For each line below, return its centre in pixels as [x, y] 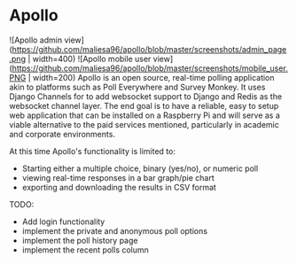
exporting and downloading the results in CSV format [119, 187]
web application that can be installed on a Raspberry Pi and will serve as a [145, 115]
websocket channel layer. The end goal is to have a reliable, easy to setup [144, 105]
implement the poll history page [80, 240]
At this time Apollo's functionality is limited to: [92, 151]
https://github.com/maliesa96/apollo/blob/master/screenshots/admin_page [149, 49]
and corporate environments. [62, 134]
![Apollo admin [36, 40]
